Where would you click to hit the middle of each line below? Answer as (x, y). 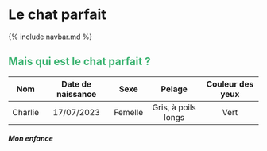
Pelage (174, 89)
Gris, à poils (174, 107)
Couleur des (230, 83)
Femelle (129, 112)
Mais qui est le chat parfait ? (79, 62)
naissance (77, 94)
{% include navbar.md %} (50, 37)
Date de (77, 83)
